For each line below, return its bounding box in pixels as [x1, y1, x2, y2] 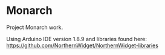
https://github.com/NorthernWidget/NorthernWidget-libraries [6, 42, 159, 49]
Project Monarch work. [6, 24, 63, 31]
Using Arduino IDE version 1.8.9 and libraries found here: [6, 35, 147, 42]
